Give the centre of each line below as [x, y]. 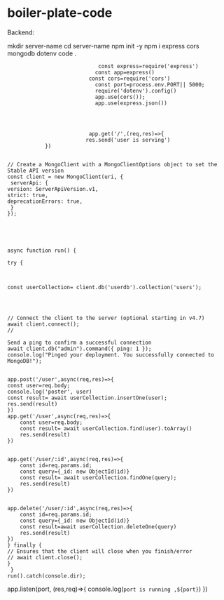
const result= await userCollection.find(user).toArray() [106, 428]
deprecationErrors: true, [45, 201]
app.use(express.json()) [131, 103]
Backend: [21, 32]
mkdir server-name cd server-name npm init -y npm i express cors [103, 46]
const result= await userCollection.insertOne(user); [87, 398]
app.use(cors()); [120, 97]
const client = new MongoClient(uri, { [65, 177]
